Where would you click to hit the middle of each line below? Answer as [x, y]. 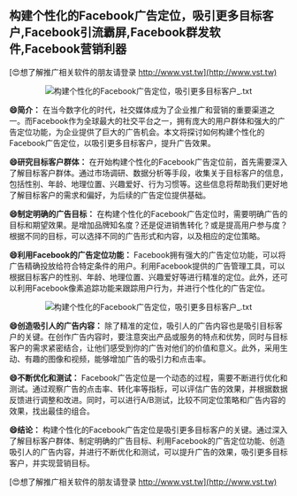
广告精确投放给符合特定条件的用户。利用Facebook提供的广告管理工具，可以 [147, 266]
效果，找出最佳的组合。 [52, 411]
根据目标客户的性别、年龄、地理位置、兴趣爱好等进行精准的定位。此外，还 [145, 276]
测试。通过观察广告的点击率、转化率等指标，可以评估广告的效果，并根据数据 [148, 389]
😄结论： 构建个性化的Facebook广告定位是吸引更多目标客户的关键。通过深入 [148, 430]
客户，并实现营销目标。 [52, 462]
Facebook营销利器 [76, 49]
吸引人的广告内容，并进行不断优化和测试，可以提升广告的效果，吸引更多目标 [148, 452]
